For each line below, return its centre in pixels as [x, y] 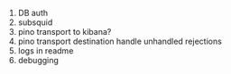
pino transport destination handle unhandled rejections [120, 41]
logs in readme [46, 51]
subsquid [35, 22]
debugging [38, 60]
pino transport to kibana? [65, 32]
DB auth [32, 13]
